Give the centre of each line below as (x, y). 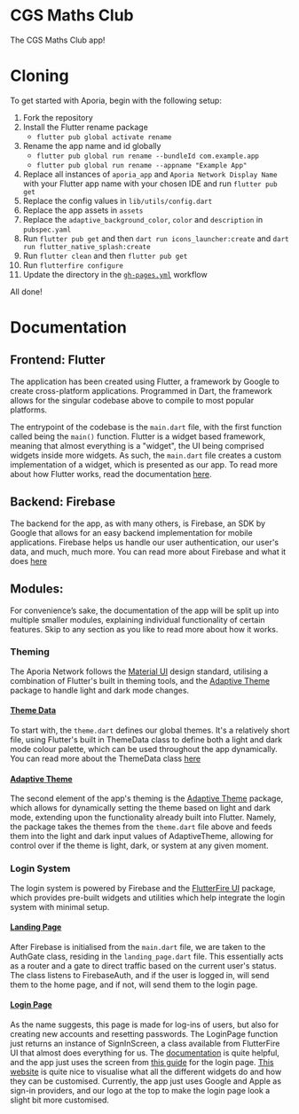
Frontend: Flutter (58, 360)
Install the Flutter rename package (86, 127)
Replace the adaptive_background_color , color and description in (143, 219)
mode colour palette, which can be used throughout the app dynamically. (144, 749)
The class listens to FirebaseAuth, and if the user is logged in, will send (140, 975)
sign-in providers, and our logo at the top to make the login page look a (140, 1090)
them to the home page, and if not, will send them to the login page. (134, 985)
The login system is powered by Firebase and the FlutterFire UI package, (143, 888)
